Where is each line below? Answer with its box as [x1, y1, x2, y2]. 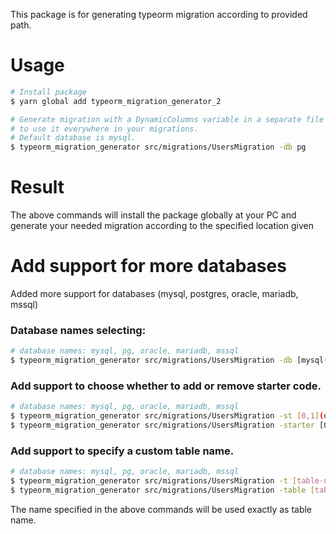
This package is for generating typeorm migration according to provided [10, 9, 308, 20]
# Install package [10, 87, 87, 97]
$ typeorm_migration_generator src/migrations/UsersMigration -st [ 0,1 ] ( [10, 411, 325, 421]
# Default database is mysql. [10, 133, 137, 143]
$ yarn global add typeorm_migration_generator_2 [10, 96, 222, 106]
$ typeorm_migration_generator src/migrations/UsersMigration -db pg [10, 142, 307, 153]
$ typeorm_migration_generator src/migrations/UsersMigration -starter [10, 420, 315, 431]
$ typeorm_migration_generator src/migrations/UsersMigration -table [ [10, 485, 315, 496]
